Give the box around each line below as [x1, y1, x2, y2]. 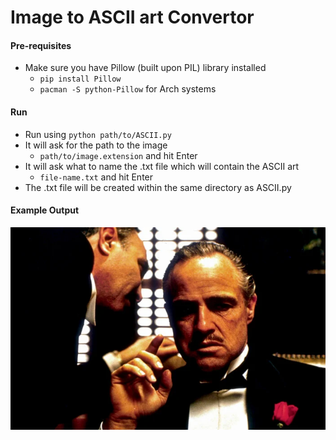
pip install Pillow [39, 74, 122, 85]
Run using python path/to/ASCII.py [24, 128, 172, 140]
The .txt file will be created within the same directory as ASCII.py [24, 181, 292, 193]
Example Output [10, 204, 80, 216]
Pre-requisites [10, 39, 72, 51]
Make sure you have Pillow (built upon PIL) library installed [24, 62, 267, 74]
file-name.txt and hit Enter [39, 171, 154, 183]
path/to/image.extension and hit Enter [39, 149, 198, 161]
